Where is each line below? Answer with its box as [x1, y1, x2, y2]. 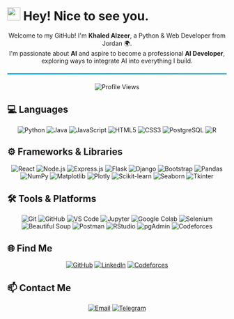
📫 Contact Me [7, 282, 72, 294]
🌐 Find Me [7, 242, 53, 254]
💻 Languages [7, 104, 68, 116]
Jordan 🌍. [102, 39, 132, 47]
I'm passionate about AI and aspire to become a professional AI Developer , [9, 49, 225, 57]
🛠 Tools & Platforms [7, 192, 97, 205]
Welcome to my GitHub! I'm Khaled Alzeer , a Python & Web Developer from [8, 31, 226, 40]
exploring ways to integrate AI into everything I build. [41, 56, 193, 65]
